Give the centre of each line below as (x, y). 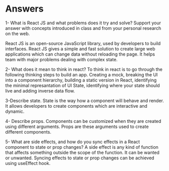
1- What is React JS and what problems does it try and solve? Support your (83, 23)
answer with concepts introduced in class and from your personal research (83, 28)
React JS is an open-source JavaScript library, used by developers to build (83, 43)
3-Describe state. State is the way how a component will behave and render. (84, 100)
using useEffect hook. (28, 163)
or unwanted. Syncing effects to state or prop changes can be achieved (80, 158)
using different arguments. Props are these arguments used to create (77, 126)
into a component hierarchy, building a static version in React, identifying (81, 80)
